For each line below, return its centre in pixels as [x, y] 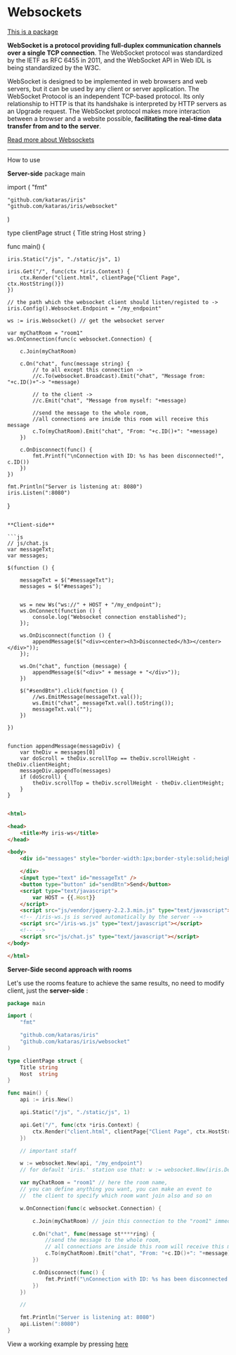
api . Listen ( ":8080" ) [50, 1324]
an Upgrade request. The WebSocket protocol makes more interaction [109, 111]
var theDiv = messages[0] [58, 752]
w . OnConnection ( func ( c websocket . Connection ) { [91, 1208]
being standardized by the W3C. [54, 67]
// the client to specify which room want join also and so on [116, 1196]
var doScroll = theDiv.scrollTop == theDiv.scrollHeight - [108, 758]
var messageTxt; [31, 549]
